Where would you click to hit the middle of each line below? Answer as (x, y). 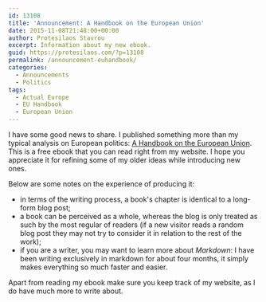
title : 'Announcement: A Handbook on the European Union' (106, 23)
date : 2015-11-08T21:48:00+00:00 (64, 30)
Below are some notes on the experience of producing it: (102, 184)
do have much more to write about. (66, 291)
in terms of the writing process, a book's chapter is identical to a (125, 199)
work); (30, 241)
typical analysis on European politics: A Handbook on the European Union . (130, 143)
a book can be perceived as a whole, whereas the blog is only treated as (139, 216)
